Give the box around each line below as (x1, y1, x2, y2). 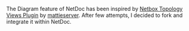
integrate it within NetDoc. (6, 18, 71, 25)
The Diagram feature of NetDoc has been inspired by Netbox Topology (6, 5, 183, 12)
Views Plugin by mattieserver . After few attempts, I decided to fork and (6, 12, 183, 19)
